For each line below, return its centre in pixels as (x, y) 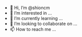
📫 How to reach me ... (33, 29)
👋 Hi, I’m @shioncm (30, 8)
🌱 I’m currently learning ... (36, 18)
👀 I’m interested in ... (31, 13)
